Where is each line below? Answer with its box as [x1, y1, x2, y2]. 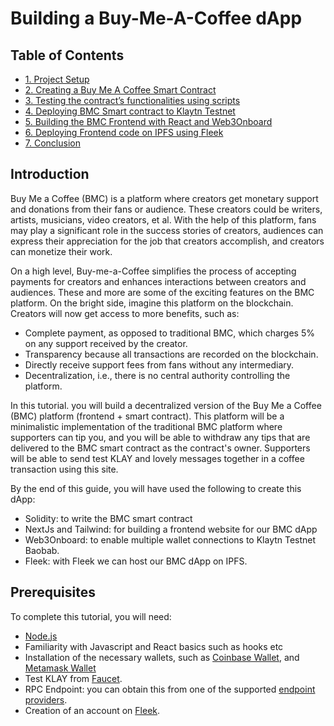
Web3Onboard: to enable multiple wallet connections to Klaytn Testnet [24, 533, 317, 546]
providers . [24, 693, 68, 706]
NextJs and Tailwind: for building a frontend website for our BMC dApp [24, 523, 318, 535]
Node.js [24, 630, 58, 642]
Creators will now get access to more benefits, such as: [10, 307, 240, 319]
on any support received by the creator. [24, 337, 188, 349]
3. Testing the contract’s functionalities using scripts [24, 95, 241, 106]
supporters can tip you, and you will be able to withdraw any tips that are [10, 431, 311, 443]
